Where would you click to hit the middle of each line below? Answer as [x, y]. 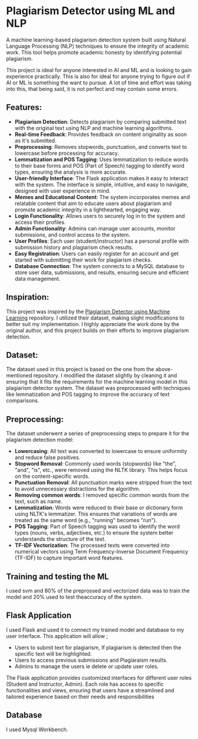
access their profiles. [40, 222]
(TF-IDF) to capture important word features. [69, 558]
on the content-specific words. [52, 476]
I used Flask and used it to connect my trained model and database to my [95, 630]
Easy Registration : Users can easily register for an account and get [96, 253]
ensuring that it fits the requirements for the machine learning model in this [97, 382]
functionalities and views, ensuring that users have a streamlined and [90, 690]
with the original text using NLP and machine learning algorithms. [94, 128]
